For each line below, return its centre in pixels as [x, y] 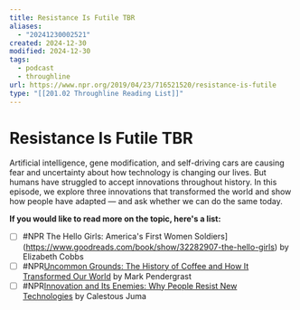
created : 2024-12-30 [48, 43]
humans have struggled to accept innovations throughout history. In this [143, 183]
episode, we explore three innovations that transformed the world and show [150, 192]
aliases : [26, 26]
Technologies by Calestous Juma [84, 296]
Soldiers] [211, 237]
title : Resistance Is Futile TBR [72, 18]
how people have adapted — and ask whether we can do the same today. [146, 202]
